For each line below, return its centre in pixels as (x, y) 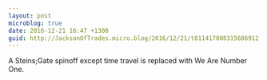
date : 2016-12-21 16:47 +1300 (59, 30)
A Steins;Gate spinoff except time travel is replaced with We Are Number (128, 61)
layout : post (30, 16)
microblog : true (35, 23)
